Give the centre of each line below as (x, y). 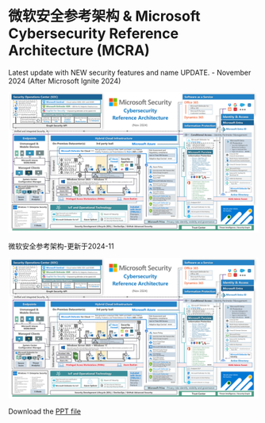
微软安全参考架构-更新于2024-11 (61, 246)
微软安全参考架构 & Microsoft (104, 16)
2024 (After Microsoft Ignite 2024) (65, 81)
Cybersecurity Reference (94, 34)
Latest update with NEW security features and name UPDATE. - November (130, 72)
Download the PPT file (45, 411)
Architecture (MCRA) (79, 50)
